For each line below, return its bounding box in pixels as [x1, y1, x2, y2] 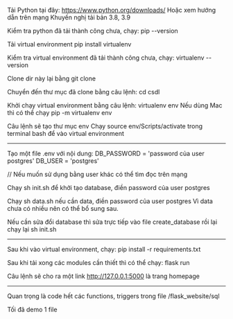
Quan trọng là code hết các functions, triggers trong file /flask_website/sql [7, 292, 220, 300]
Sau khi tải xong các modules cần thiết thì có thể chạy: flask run [7, 259, 190, 266]
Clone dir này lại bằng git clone [7, 74, 96, 83]
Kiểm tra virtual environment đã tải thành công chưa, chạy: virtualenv [7, 53, 205, 62]
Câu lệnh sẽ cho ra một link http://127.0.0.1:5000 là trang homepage [7, 272, 200, 280]
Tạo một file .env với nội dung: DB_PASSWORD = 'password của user [7, 149, 205, 157]
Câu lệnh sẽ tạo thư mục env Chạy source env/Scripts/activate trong [7, 122, 203, 130]
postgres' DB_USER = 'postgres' [7, 157, 99, 165]
